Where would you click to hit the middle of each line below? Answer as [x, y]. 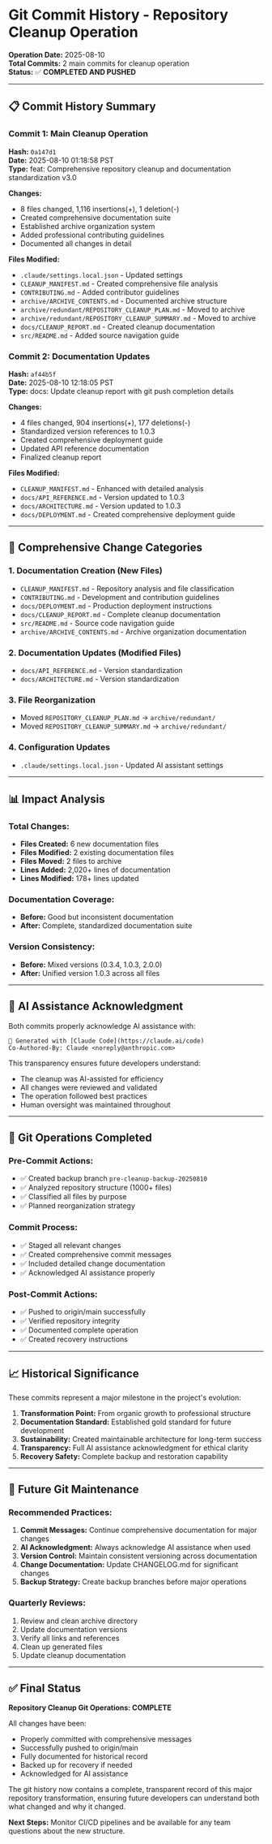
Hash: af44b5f [32, 374]
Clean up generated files [61, 1647]
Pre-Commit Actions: [51, 1160]
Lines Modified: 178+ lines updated [79, 879]
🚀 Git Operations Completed [80, 1137]
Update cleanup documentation [73, 1655]
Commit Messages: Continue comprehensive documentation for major [138, 1530]
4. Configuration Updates [59, 747]
